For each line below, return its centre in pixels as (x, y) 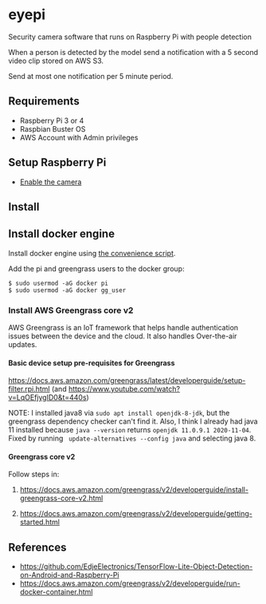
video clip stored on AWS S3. (56, 61)
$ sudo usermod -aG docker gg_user (67, 290)
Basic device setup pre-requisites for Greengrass (92, 363)
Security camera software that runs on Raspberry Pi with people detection (130, 37)
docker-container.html (56, 592)
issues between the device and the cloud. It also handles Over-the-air (123, 336)
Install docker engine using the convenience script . (92, 253)
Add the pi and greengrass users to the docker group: (96, 268)
